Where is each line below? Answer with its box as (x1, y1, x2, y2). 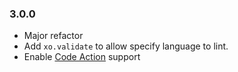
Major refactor (23, 30, 84, 42)
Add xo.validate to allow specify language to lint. (23, 40, 229, 52)
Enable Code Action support (23, 51, 141, 63)
